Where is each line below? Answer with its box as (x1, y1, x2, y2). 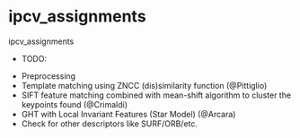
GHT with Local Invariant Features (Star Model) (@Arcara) (21, 108, 236, 119)
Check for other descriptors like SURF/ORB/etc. (21, 118, 199, 129)
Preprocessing (21, 70, 76, 82)
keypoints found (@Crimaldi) (21, 99, 128, 109)
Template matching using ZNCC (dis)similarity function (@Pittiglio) (21, 80, 268, 91)
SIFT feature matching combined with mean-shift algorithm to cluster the (21, 90, 292, 100)
